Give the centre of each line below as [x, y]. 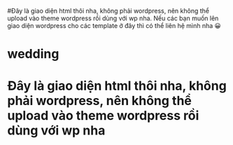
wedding [33, 54]
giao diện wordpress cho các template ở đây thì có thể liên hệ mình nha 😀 [114, 26]
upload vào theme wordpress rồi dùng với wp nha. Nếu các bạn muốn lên [113, 18]
